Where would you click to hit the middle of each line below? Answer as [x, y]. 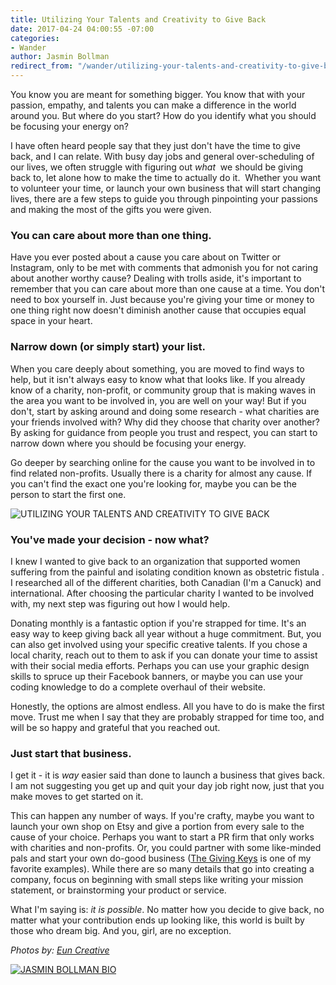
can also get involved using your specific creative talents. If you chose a [159, 644]
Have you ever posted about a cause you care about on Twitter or [146, 257]
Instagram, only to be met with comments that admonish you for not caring [164, 268]
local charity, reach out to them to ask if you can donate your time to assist [164, 655]
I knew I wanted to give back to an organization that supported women [155, 561]
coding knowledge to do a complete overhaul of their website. [138, 687]
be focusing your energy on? [70, 126]
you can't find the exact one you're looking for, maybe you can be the [153, 483]
